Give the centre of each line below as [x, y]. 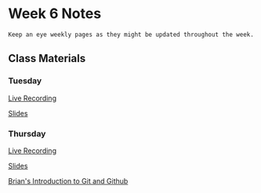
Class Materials [47, 58]
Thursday [27, 133]
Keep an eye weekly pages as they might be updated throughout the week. [131, 35]
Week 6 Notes [55, 14]
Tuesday [25, 81]
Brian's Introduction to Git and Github [68, 180]
